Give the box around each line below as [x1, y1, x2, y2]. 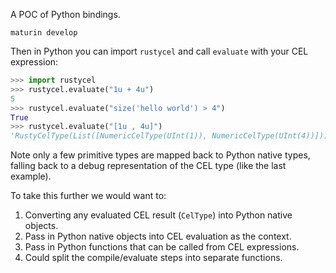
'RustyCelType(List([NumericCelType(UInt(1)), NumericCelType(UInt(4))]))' [10, 131, 333, 141]
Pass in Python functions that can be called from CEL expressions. [24, 241, 300, 253]
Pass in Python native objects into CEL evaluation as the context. [24, 230, 292, 243]
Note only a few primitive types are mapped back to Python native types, [10, 149, 311, 161]
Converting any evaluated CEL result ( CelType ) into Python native [24, 209, 293, 221]
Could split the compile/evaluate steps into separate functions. [24, 252, 283, 264]
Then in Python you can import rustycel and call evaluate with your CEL [10, 45, 309, 57]
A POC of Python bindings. [10, 9, 121, 20]
